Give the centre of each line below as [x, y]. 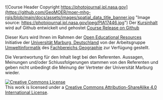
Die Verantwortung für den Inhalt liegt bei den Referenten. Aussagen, [74, 57]
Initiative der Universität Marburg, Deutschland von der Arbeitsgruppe [75, 42]
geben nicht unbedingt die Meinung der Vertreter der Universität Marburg [79, 67]
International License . [27, 92]
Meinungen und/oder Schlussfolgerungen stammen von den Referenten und [82, 62]
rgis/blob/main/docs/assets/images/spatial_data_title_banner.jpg [70, 17]
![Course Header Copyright [32, 7]
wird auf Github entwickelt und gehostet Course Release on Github [72, 28]
